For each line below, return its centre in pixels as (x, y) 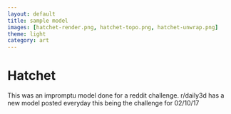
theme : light (27, 34)
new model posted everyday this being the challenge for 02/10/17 (103, 103)
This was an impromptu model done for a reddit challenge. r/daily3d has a (116, 95)
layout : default (31, 14)
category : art (29, 41)
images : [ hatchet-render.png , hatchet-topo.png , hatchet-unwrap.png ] (113, 27)
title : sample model (38, 21)
